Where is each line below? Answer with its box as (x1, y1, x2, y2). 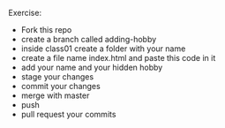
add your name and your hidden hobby (20, 62, 163, 72)
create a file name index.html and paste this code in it (20, 53, 216, 63)
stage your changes (20, 72, 94, 82)
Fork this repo (20, 25, 72, 34)
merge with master (20, 90, 90, 101)
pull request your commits (20, 109, 116, 119)
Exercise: (8, 8, 41, 18)
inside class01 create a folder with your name (20, 43, 186, 54)
